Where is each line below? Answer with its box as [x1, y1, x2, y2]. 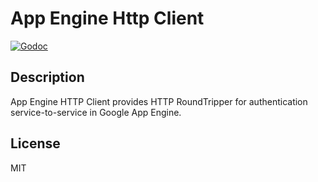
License [10, 135, 61, 152]
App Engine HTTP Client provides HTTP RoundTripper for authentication [10, 95, 308, 107]
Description [10, 69, 85, 86]
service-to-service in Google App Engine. [10, 106, 182, 118]
